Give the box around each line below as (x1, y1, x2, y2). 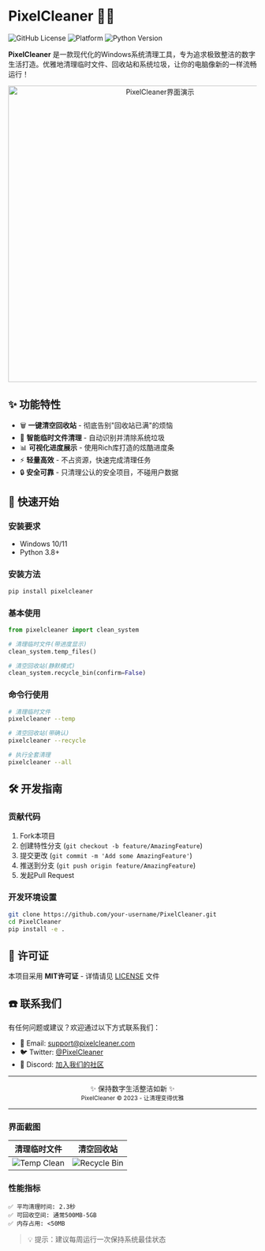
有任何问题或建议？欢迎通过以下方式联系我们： (8, 1023, 160, 1032)
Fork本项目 (19, 831, 56, 840)
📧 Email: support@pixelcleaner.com (19, 1038, 136, 1048)
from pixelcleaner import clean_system (8, 626, 140, 634)
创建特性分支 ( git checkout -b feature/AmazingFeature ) (19, 841, 203, 850)
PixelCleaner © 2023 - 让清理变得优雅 (80, 1095, 185, 1102)
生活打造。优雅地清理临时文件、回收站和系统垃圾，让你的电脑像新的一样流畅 (8, 59, 257, 69)
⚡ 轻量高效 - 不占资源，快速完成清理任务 (19, 454, 151, 465)
